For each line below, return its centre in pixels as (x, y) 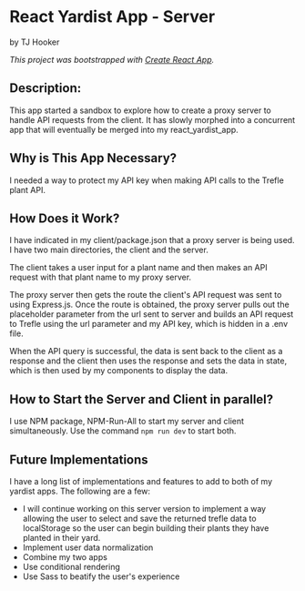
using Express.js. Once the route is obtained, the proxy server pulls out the (149, 305)
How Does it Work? (65, 218)
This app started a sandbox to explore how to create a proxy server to (140, 110)
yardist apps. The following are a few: (80, 491)
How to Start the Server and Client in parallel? (142, 399)
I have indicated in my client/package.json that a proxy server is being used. (152, 240)
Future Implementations (79, 459)
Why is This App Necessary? (93, 158)
